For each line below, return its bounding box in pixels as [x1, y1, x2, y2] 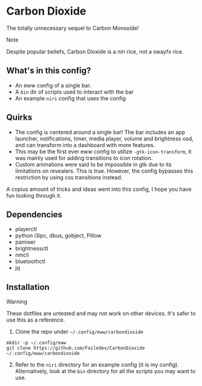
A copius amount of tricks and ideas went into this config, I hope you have [6, 185, 192, 193]
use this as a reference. [6, 316, 66, 323]
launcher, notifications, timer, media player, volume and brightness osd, [15, 135, 194, 142]
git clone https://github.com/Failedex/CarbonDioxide [6, 345, 146, 351]
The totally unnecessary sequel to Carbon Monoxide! [6, 24, 140, 32]
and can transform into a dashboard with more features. [15, 141, 155, 148]
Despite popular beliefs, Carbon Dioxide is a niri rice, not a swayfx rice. [6, 47, 184, 55]
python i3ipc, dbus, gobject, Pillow [15, 232, 102, 240]
